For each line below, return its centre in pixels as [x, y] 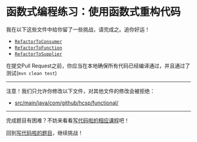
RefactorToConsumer [38, 42]
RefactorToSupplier [38, 54]
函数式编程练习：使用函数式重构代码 [94, 12]
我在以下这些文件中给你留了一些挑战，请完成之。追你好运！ [78, 29]
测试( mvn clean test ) [32, 73]
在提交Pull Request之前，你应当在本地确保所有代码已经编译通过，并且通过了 [98, 66]
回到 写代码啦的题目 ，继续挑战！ [45, 133]
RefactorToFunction [38, 48]
